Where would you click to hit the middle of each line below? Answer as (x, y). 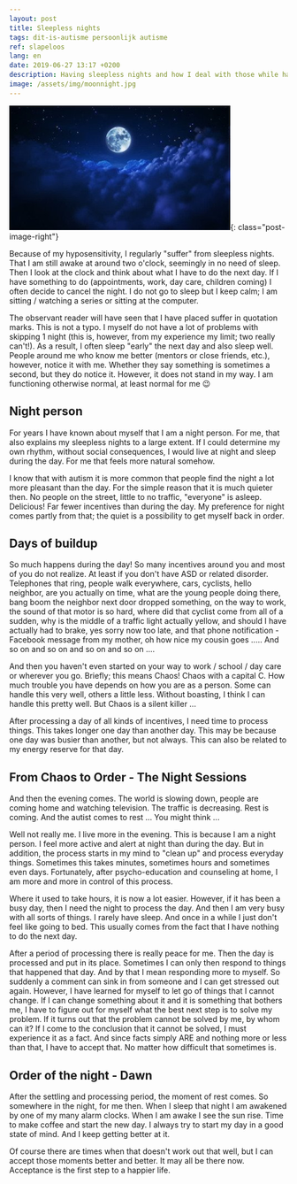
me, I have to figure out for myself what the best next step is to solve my (141, 1010)
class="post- (261, 227)
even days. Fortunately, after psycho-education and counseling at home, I (144, 873)
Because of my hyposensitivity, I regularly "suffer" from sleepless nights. (142, 253)
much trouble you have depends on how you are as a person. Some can (140, 685)
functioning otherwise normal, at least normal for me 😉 (110, 383)
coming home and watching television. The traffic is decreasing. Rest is (139, 808)
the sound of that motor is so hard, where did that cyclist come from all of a (146, 611)
